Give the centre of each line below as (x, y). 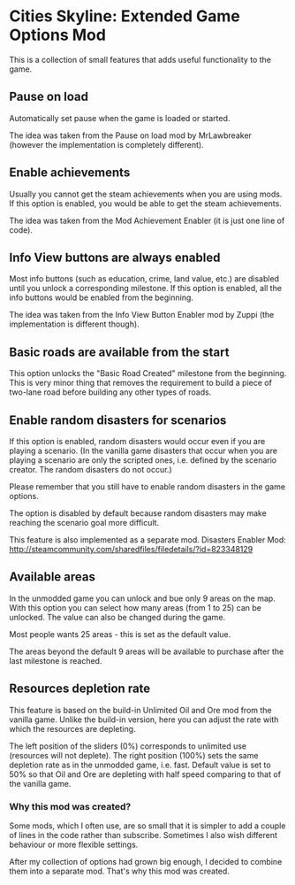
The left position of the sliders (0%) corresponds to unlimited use (128, 746)
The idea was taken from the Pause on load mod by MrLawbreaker (130, 135)
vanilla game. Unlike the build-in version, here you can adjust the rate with (144, 720)
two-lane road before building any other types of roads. (110, 392)
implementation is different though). (74, 324)
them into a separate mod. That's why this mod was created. (119, 871)
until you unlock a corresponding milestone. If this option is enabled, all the (146, 289)
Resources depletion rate (80, 689)
